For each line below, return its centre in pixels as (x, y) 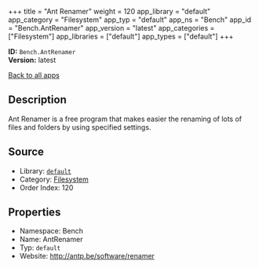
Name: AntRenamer (51, 240)
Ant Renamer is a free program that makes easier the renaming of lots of (125, 119)
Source (26, 152)
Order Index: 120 (46, 187)
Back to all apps (34, 75)
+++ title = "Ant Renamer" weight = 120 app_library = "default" (109, 11)
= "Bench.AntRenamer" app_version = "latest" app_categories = (111, 28)
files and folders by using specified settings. (80, 127)
